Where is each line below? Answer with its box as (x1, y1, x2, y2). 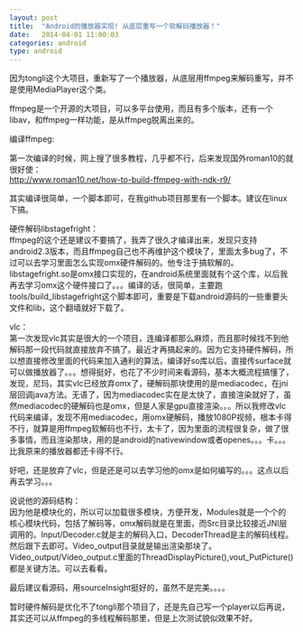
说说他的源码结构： (9, 496, 81, 507)
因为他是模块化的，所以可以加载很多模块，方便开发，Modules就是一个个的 (9, 507, 287, 517)
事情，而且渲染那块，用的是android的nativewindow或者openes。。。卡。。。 (16, 434, 290, 445)
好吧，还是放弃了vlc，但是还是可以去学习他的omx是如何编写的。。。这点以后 (9, 465, 289, 476)
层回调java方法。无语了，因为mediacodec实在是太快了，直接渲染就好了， (9, 389, 284, 400)
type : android (9, 47, 63, 56)
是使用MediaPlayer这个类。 (9, 84, 111, 95)
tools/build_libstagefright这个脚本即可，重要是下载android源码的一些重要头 (9, 291, 289, 302)
